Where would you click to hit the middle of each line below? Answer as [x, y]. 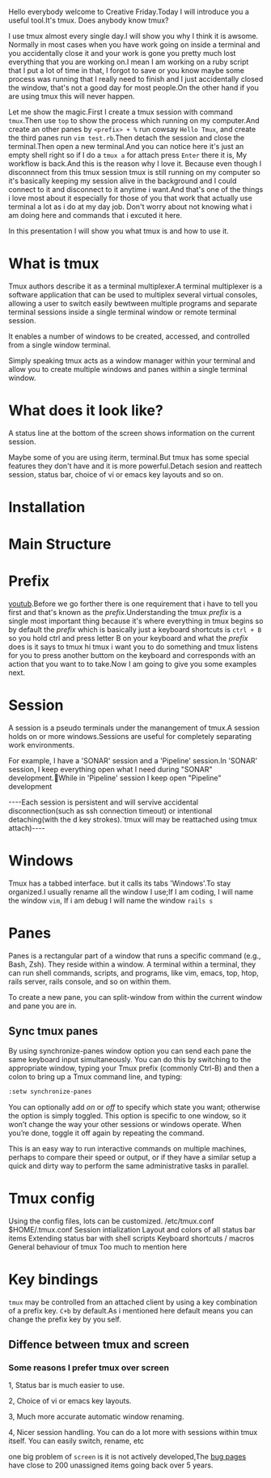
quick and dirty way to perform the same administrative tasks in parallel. [129, 1165]
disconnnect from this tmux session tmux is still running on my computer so [135, 172]
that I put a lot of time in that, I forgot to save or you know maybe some [127, 70]
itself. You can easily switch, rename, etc [76, 1441]
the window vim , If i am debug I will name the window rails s [111, 901]
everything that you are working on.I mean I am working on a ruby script [129, 62]
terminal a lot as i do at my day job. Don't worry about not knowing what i [130, 207]
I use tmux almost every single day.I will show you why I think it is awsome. [133, 36]
